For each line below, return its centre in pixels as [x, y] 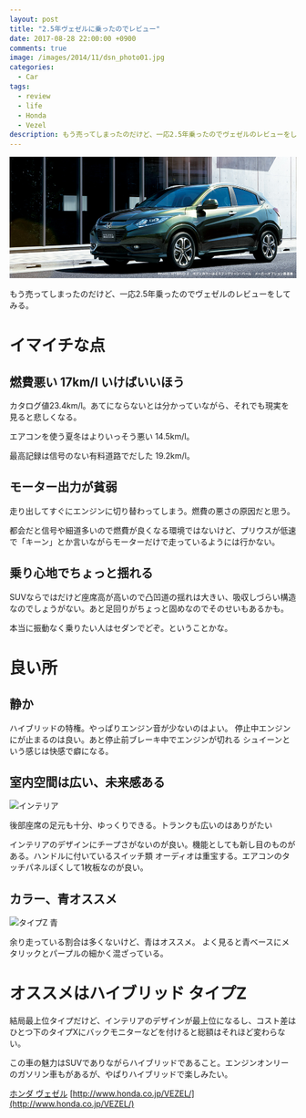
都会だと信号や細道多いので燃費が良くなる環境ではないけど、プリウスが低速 [153, 530]
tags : [20, 87]
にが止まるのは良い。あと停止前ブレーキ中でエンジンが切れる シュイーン [146, 740]
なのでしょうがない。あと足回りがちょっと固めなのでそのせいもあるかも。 [149, 608]
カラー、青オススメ [63, 899]
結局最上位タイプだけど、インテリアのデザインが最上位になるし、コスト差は [153, 1020]
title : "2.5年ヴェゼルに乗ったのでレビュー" [85, 29]
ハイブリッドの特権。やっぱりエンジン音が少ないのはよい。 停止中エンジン [150, 728]
